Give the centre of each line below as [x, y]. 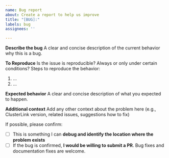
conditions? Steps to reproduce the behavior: [53, 69]
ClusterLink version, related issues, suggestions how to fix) [67, 115]
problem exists [29, 140]
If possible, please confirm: [34, 124]
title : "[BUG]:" [22, 19]
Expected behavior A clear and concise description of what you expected [83, 94]
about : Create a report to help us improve [52, 15]
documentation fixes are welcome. [49, 151]
